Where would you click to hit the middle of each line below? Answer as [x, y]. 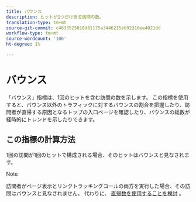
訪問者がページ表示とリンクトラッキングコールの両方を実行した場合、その [96, 186]
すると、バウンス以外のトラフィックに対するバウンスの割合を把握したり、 [96, 105]
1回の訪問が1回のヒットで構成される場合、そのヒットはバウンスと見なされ [95, 155]
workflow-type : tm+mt [32, 33]
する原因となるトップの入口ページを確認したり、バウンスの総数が [111, 112]
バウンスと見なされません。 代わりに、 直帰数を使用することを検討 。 [100, 193]
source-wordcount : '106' [36, 39]
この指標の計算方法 [41, 140]
